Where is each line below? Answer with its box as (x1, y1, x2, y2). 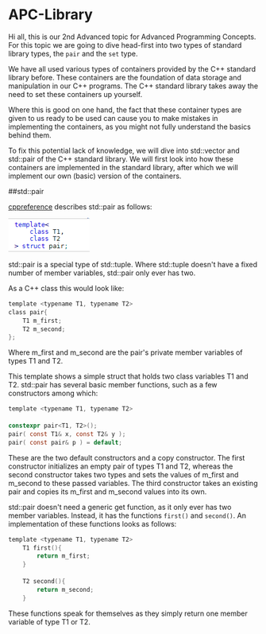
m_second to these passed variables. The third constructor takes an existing (8, 478, 258, 488)
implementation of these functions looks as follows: (8, 519, 177, 528)
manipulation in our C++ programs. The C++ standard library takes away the (8, 81, 259, 91)
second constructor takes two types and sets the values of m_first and (8, 469, 239, 479)
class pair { (8, 308, 48, 316)
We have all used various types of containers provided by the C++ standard (8, 64, 256, 73)
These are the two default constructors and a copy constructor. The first (8, 453, 245, 462)
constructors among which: (8, 388, 98, 399)
